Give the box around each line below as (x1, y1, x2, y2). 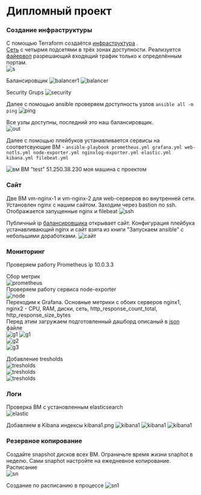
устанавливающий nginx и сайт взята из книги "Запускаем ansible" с (6, 225, 184, 233)
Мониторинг (6, 247, 45, 256)
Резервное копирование (6, 437, 83, 445)
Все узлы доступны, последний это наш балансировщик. (6, 119, 154, 126)
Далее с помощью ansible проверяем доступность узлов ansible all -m (6, 101, 194, 108)
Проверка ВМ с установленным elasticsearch (6, 404, 123, 411)
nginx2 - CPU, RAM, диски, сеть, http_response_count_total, (6, 305, 158, 313)
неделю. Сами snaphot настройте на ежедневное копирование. (6, 457, 171, 464)
